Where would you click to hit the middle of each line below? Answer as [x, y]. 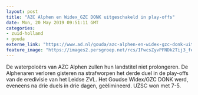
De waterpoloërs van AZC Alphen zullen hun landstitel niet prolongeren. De [97, 67]
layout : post [22, 12]
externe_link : [24, 45]
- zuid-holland [25, 34]
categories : [21, 28]
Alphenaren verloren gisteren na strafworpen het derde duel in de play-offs [97, 73]
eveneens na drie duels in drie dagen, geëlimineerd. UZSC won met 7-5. [94, 86]
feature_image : [25, 50]
